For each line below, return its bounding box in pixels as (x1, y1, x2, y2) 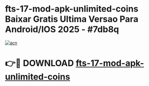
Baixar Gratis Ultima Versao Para (5, 14, 139, 25)
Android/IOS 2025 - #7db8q (5, 24, 119, 35)
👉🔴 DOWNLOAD (5, 58, 74, 69)
